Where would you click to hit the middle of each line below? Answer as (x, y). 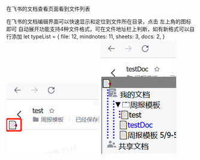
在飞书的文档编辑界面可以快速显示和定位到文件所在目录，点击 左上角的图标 (99, 22)
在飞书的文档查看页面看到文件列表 (48, 9)
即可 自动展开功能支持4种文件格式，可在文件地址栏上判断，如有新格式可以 (98, 29)
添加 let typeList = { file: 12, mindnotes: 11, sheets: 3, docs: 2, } (88, 37)
